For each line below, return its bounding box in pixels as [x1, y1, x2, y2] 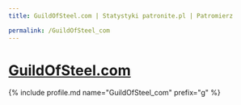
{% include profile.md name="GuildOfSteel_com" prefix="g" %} [8, 88, 221, 98]
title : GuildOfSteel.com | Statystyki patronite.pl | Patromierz [8, 11, 233, 20]
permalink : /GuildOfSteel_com [8, 26, 111, 35]
